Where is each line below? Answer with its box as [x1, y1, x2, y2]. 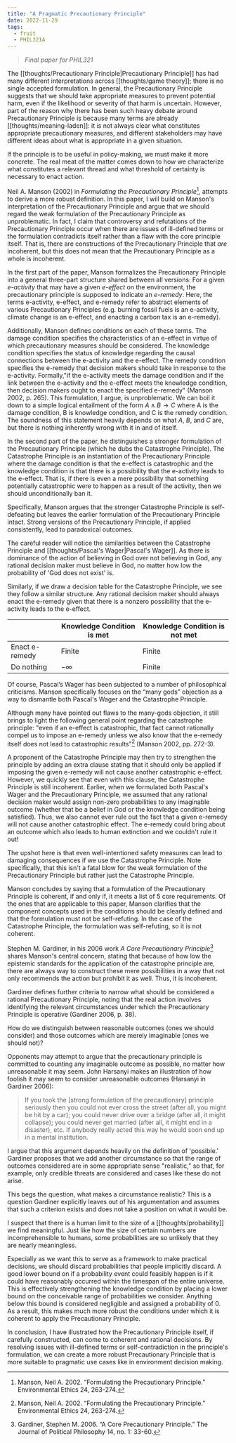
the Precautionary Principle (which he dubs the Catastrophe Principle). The [7, 444, 225, 453]
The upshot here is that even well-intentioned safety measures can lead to [7, 849, 223, 857]
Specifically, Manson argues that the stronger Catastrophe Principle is [7, 503, 210, 511]
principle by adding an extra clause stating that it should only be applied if [7, 760, 221, 769]
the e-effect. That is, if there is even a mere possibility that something [7, 474, 209, 482]
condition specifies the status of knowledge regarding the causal [7, 348, 195, 357]
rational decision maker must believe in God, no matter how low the [7, 561, 202, 569]
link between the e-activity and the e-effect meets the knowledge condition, [7, 378, 228, 387]
